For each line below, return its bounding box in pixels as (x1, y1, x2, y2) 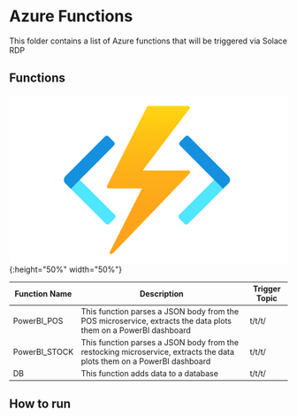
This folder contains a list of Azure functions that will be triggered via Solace (9, 35, 287, 46)
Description (140, 288, 184, 298)
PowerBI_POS (12, 315, 64, 326)
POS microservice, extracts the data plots (80, 315, 232, 326)
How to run (9, 397, 72, 412)
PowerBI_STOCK (12, 346, 74, 357)
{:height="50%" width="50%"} (9, 264, 123, 274)
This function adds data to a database (80, 368, 219, 379)
